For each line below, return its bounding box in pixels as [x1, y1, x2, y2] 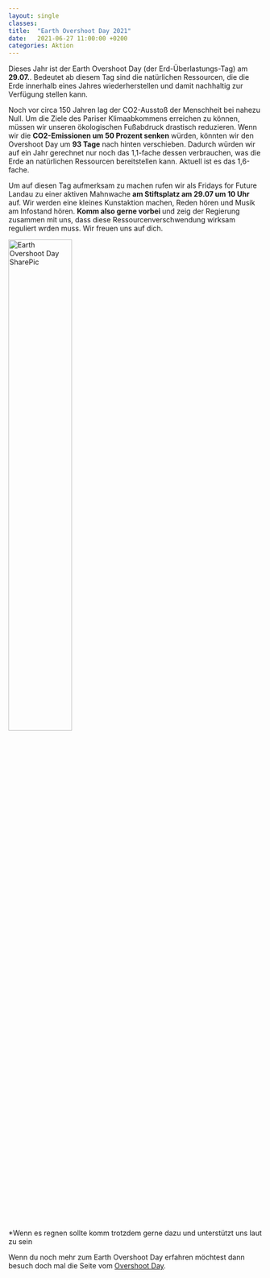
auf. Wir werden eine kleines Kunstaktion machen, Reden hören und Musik [8, 198, 255, 208]
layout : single [8, 11, 60, 20]
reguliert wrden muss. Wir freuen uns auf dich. [8, 223, 164, 234]
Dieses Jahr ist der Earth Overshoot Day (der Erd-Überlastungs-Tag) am [8, 64, 248, 73]
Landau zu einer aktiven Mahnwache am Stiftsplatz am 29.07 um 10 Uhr [8, 189, 250, 199]
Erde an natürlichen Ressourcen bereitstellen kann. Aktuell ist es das [8, 156, 236, 166]
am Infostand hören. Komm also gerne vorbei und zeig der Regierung [8, 206, 240, 216]
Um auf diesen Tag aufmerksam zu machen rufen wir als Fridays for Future [8, 180, 258, 190]
